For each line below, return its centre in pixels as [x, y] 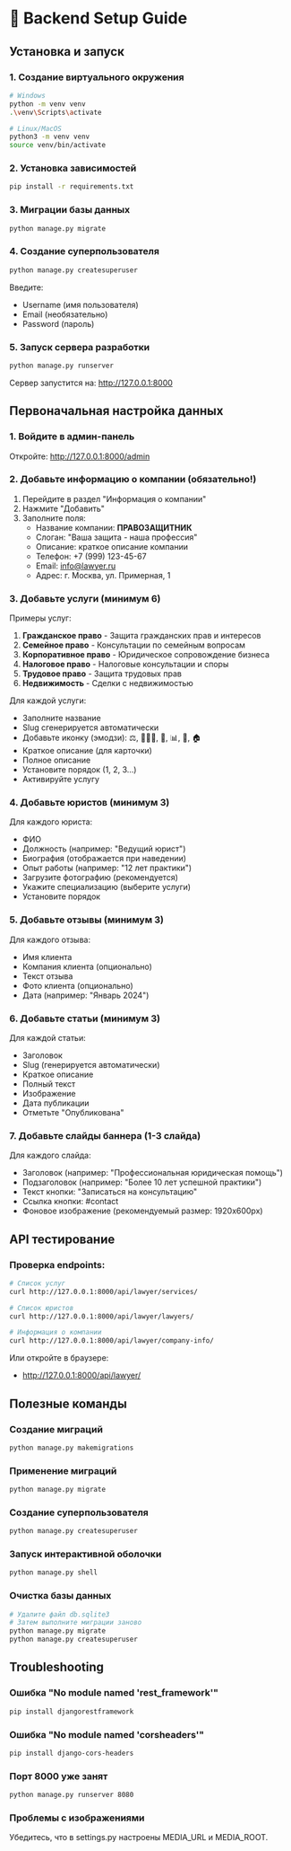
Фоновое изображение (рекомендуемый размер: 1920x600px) [142, 1211]
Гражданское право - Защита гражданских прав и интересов [141, 636]
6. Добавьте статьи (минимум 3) [85, 1018]
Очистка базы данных [60, 1596]
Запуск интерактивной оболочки [86, 1555]
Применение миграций [63, 1470]
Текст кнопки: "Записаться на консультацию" [110, 1192]
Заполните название [61, 718]
